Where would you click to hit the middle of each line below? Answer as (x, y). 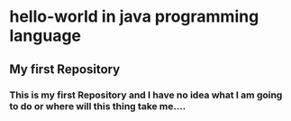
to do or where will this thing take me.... (98, 106)
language (45, 36)
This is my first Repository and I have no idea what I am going (146, 95)
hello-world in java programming (134, 17)
